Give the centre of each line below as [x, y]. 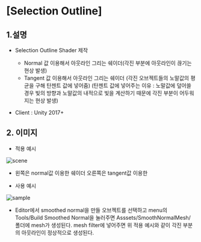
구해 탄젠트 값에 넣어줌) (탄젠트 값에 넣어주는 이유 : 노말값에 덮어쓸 [113, 86]
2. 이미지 [22, 133]
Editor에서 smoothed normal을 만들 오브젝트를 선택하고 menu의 [91, 210]
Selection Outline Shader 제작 [51, 50]
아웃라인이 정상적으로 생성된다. [58, 232]
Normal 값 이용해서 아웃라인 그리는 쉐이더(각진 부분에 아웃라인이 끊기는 [108, 63]
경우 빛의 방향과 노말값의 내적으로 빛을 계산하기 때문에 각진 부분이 [101, 93]
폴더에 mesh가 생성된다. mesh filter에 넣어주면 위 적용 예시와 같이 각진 [98, 225]
